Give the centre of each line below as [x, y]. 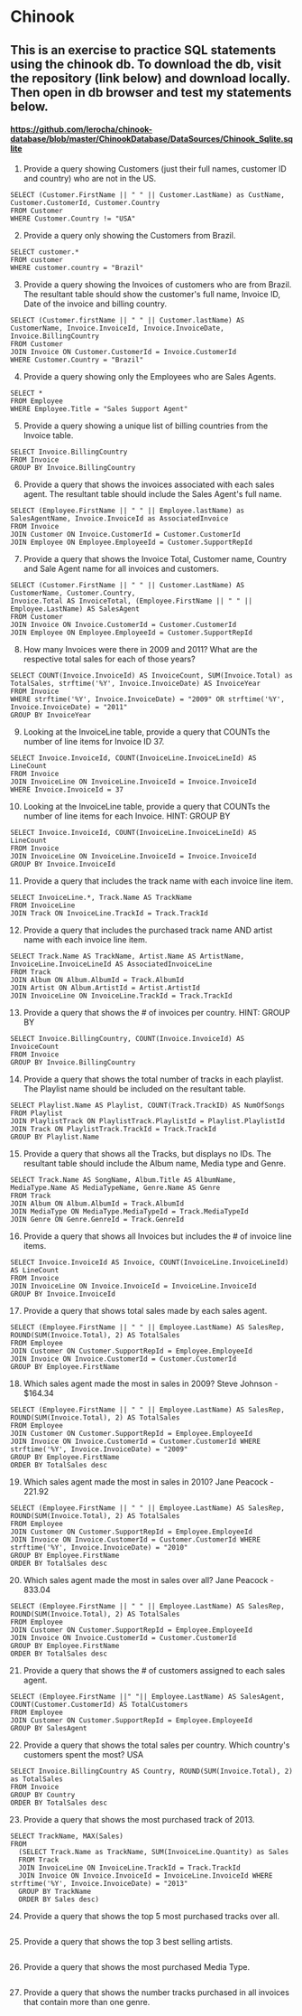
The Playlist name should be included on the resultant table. [134, 1088]
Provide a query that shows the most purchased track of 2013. [139, 1819]
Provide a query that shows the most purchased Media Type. [137, 1966]
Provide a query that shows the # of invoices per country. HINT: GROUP [157, 1012]
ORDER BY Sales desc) [59, 1899]
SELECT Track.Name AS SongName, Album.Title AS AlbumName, [124, 1180]
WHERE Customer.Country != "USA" [73, 219]
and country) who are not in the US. [90, 178]
